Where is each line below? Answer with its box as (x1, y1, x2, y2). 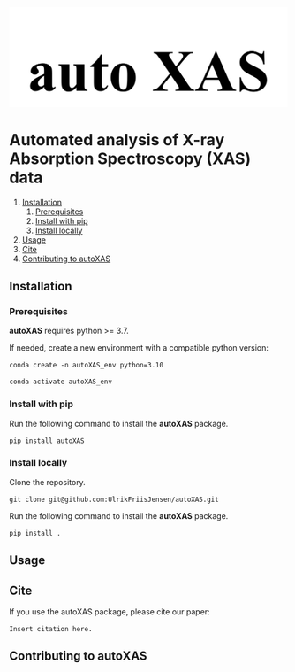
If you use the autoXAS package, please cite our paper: (9, 606, 210, 617)
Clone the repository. (9, 476, 86, 487)
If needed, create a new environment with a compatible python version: (9, 343, 269, 353)
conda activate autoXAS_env (9, 377, 113, 387)
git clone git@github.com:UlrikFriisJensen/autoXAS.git (9, 495, 219, 504)
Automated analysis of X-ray (9, 129, 225, 150)
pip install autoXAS (9, 436, 86, 445)
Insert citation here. (9, 625, 93, 634)
